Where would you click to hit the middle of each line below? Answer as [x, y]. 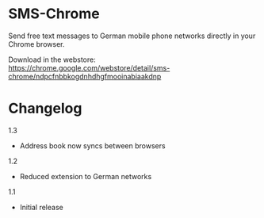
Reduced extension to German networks [86, 176]
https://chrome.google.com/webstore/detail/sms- [89, 67]
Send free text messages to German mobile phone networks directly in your [132, 36]
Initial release [41, 207]
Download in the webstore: [52, 59]
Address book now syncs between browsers [92, 145]
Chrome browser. [36, 44]
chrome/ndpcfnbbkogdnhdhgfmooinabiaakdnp [85, 76]
